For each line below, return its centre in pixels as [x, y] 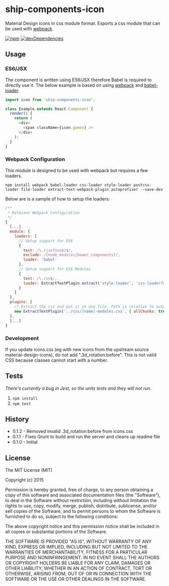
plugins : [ [21, 302]
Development [22, 338]
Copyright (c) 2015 [25, 480]
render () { [21, 114]
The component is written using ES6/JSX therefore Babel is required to [78, 80]
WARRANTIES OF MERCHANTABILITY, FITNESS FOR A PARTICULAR [76, 552]
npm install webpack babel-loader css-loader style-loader [68, 185]
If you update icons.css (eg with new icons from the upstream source [77, 349]
